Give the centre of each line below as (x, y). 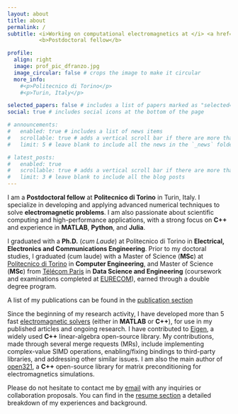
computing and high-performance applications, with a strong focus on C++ (117, 220)
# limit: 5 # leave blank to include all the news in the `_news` (110, 145)
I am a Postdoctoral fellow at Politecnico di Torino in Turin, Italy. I (104, 197)
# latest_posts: (31, 157)
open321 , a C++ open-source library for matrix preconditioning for (104, 367)
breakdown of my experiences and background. (77, 403)
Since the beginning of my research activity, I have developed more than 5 (116, 314)
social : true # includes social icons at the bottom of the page (106, 112)
